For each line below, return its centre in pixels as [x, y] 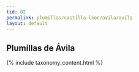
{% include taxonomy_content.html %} [55, 63]
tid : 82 [16, 12]
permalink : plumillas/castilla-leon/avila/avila [69, 18]
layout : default [27, 23]
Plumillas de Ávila [41, 48]
